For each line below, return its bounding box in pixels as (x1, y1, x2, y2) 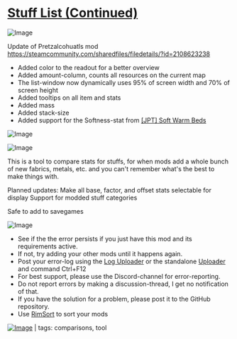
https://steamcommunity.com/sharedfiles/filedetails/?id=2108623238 (7, 50, 211, 58)
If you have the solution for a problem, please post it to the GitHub (17, 294, 211, 303)
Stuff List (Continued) (7, 5, 138, 21)
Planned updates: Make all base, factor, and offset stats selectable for (7, 185, 211, 194)
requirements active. (17, 242, 78, 251)
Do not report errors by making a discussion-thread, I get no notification (17, 280, 229, 288)
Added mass (17, 100, 55, 109)
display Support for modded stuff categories (7, 193, 138, 202)
